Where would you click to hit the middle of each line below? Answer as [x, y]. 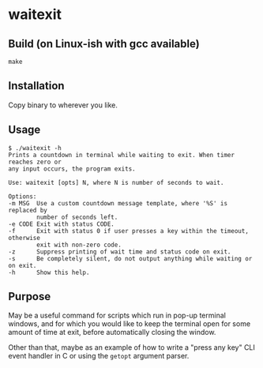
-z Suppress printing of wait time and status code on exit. [120, 252]
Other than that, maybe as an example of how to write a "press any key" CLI [131, 347]
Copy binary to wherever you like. [63, 105]
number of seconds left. [77, 217]
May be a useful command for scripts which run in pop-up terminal [117, 315]
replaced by [28, 210]
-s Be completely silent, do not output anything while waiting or [130, 258]
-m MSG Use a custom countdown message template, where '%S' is [118, 203]
